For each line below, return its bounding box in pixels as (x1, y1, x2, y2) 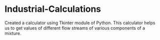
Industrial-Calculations (4, 3, 101, 15)
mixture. (4, 30, 22, 36)
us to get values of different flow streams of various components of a (4, 25, 145, 31)
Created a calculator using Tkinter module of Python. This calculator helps (4, 20, 156, 26)
